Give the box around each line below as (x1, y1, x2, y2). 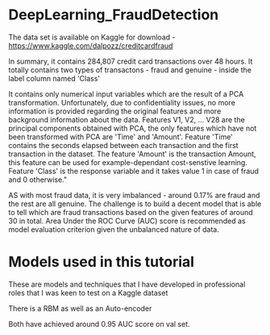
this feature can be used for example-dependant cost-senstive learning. (8, 157, 248, 167)
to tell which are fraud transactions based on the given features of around (8, 207, 254, 217)
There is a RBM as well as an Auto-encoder (8, 304, 152, 313)
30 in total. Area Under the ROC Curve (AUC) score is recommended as (8, 216, 246, 225)
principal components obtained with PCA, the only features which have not (8, 123, 257, 133)
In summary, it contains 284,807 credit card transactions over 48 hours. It (8, 56, 253, 66)
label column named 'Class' (8, 73, 101, 83)
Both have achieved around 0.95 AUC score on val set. (8, 319, 191, 329)
